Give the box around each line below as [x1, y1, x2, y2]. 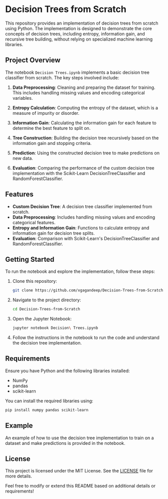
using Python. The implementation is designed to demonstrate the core [5, 25, 152, 31]
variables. [12, 95, 33, 101]
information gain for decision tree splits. [12, 230, 95, 236]
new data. [12, 155, 34, 161]
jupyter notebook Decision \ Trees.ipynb [12, 325, 98, 330]
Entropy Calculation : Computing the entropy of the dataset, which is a [12, 104, 158, 111]
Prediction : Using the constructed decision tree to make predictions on [12, 149, 159, 156]
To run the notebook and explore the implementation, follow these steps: [5, 268, 155, 274]
